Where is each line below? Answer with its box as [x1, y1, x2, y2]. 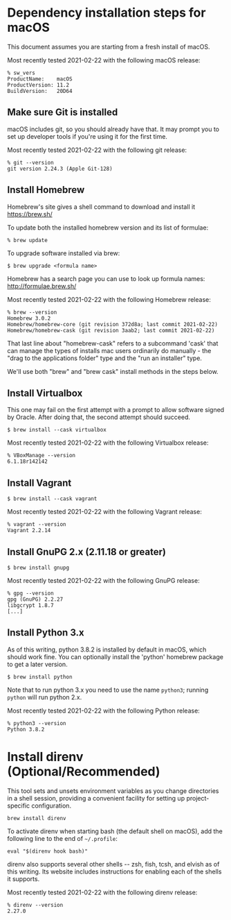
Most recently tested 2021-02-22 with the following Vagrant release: [7, 508, 202, 516]
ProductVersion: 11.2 [7, 81, 70, 88]
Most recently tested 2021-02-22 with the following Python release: [7, 706, 201, 715]
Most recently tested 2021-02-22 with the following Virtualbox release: [7, 438, 209, 447]
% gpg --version [7, 590, 54, 597]
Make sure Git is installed [7, 106, 118, 119]
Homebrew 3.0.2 [7, 314, 51, 322]
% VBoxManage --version [7, 452, 76, 459]
